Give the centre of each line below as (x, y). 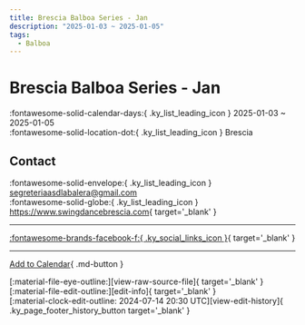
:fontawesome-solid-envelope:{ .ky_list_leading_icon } (111, 183)
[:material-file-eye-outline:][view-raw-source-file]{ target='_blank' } (137, 281)
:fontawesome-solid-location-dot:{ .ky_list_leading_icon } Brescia (131, 133)
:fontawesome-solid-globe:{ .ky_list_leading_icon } (104, 202)
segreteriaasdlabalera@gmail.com (74, 192)
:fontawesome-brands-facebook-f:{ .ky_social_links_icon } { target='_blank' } (152, 238)
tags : (20, 34)
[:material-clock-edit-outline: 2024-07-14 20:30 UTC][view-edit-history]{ (147, 301)
